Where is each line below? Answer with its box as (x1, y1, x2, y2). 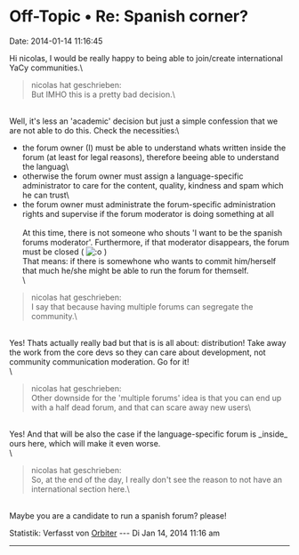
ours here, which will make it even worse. (9, 438, 161, 448)
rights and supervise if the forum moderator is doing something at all (21, 208, 274, 219)
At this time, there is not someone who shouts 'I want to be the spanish (21, 227, 283, 237)
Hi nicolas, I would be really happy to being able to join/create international (9, 52, 283, 63)
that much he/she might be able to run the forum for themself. (21, 265, 249, 276)
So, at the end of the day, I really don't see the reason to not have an (30, 474, 283, 485)
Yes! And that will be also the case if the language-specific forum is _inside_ (9, 429, 288, 439)
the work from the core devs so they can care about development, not (9, 347, 266, 358)
